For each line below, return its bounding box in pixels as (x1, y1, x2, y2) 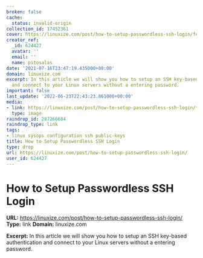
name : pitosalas (11, 59, 53, 65)
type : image (11, 110, 42, 116)
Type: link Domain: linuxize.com (6, 220, 87, 228)
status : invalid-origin (11, 20, 71, 26)
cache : (6, 15, 23, 21)
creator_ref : (6, 37, 39, 43)
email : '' (11, 54, 36, 60)
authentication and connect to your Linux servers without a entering (6, 239, 175, 246)
